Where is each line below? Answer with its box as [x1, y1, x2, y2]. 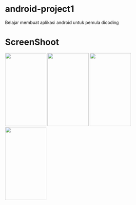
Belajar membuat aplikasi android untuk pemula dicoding [5, 19, 119, 25]
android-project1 [5, 3, 75, 15]
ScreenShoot [5, 37, 59, 48]
